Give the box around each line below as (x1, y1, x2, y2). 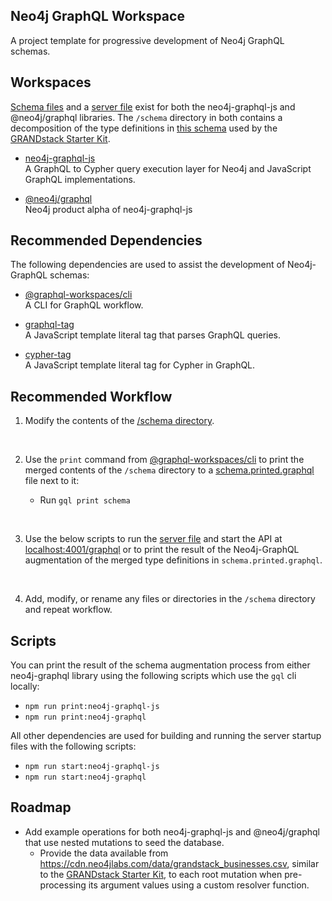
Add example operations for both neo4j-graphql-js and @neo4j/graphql (24, 825, 320, 838)
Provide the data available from (39, 847, 169, 859)
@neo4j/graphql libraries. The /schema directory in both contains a (10, 111, 283, 123)
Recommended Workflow (10, 388, 173, 405)
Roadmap (10, 799, 72, 816)
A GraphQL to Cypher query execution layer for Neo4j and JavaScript (24, 162, 312, 174)
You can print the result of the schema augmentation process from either (10, 659, 311, 671)
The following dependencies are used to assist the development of (10, 259, 286, 271)
